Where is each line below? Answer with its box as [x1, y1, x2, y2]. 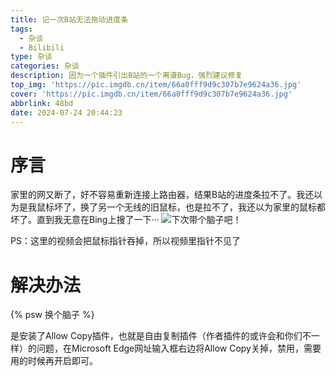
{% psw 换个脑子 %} [10, 309, 95, 321]
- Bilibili [19, 42, 65, 53]
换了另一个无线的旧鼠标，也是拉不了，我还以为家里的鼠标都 [79, 201, 326, 213]
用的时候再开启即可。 [10, 355, 98, 367]
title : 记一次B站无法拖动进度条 [10, 14, 129, 25]
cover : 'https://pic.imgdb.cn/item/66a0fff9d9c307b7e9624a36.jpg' [10, 89, 293, 99]
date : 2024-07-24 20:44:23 [10, 107, 123, 118]
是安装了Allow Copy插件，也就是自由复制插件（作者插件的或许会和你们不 [10, 330, 312, 342]
